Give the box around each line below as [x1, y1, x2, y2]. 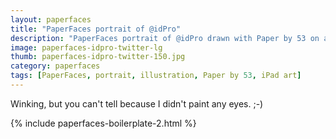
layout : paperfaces [10, 14, 92, 25]
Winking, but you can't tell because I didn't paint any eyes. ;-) [10, 97, 264, 110]
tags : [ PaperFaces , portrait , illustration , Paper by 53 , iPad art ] [10, 71, 302, 81]
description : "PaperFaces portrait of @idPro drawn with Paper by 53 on [10, 33, 320, 43]
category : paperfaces [10, 61, 101, 71]
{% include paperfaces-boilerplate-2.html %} [10, 117, 197, 129]
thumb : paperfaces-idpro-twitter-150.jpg [10, 52, 186, 62]
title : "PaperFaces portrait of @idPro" [10, 24, 182, 34]
